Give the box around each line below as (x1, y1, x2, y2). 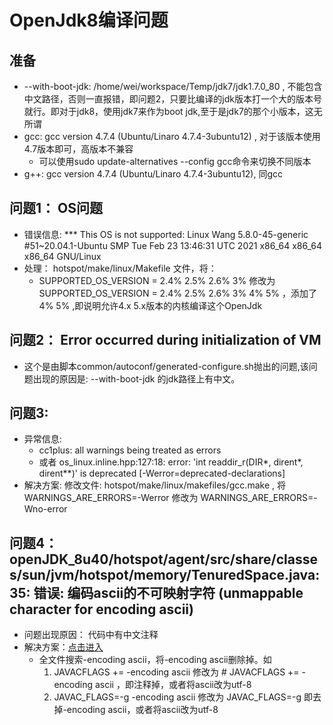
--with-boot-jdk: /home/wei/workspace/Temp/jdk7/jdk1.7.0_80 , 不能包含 (23, 81, 323, 92)
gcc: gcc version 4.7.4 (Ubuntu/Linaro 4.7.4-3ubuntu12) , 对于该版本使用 (23, 131, 321, 142)
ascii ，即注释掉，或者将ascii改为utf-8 (94, 679, 252, 691)
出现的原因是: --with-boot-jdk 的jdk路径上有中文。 (32, 372, 241, 385)
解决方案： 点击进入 (23, 641, 104, 653)
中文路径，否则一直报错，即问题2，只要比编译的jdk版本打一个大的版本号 (23, 93, 322, 105)
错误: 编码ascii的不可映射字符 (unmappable (33, 584, 304, 601)
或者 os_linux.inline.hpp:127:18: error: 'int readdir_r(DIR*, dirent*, (38, 456, 304, 468)
